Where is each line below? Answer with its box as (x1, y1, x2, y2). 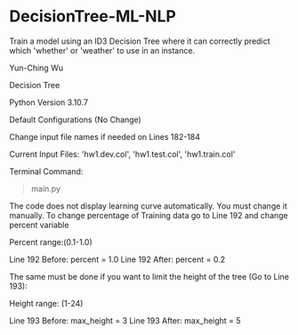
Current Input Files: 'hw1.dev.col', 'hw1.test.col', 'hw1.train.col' (9, 149, 236, 159)
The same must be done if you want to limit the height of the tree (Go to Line (9, 271, 289, 282)
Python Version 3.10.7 (9, 96, 89, 108)
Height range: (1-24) (9, 298, 84, 308)
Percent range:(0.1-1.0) (9, 236, 93, 247)
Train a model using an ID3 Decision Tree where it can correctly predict (9, 36, 270, 46)
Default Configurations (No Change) (9, 114, 142, 125)
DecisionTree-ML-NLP (9, 6, 176, 27)
